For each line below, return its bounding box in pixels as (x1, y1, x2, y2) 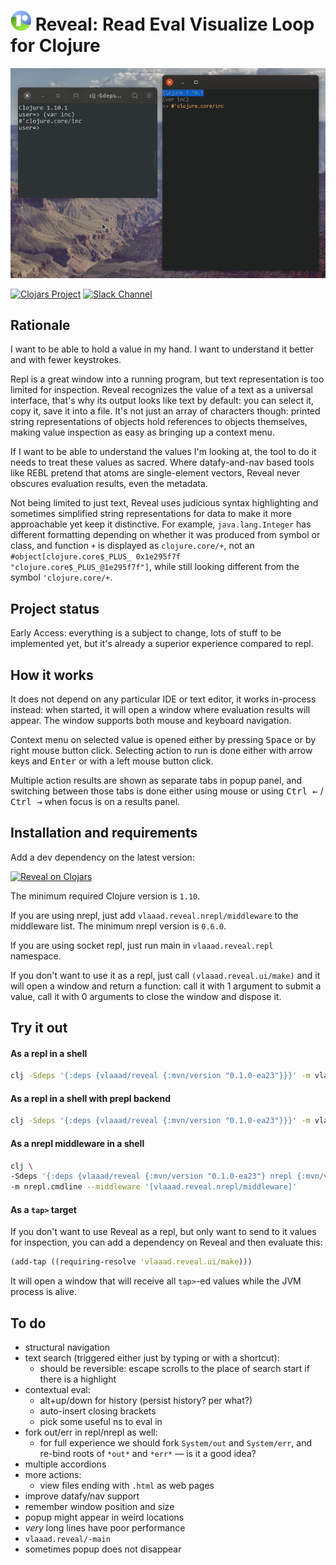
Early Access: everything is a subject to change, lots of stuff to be (10, 627, 282, 639)
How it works (10, 666, 94, 684)
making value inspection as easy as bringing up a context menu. (10, 426, 275, 439)
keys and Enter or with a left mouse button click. (10, 755, 214, 767)
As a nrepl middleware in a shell (10, 1137, 145, 1149)
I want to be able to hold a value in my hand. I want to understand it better (10, 343, 315, 355)
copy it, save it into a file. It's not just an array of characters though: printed (10, 405, 321, 417)
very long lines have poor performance (24, 1522, 186, 1534)
